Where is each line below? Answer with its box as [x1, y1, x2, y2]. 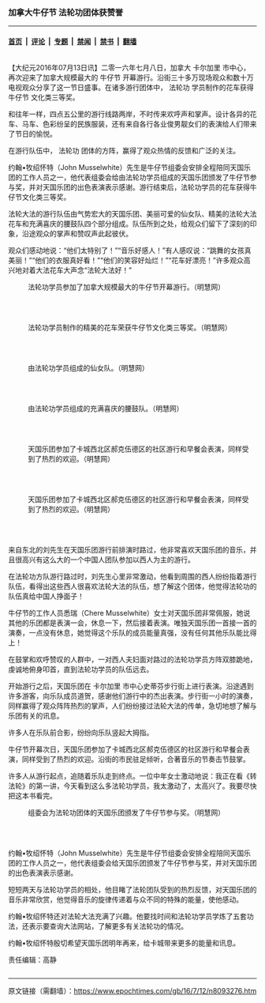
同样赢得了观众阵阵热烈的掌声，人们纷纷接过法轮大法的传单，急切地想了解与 [8, 701, 257, 711]
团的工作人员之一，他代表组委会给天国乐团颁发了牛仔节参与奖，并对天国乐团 [8, 858, 257, 867]
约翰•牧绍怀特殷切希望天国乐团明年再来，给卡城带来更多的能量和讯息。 [8, 938, 241, 948]
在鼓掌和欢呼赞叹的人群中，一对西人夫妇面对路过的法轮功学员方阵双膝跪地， [8, 654, 257, 664]
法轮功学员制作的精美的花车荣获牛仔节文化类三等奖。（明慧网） [28, 322, 232, 332]
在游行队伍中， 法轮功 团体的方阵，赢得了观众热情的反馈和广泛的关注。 [8, 145, 241, 155]
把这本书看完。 [8, 790, 57, 800]
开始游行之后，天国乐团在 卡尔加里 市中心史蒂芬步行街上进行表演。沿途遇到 [8, 681, 254, 691]
